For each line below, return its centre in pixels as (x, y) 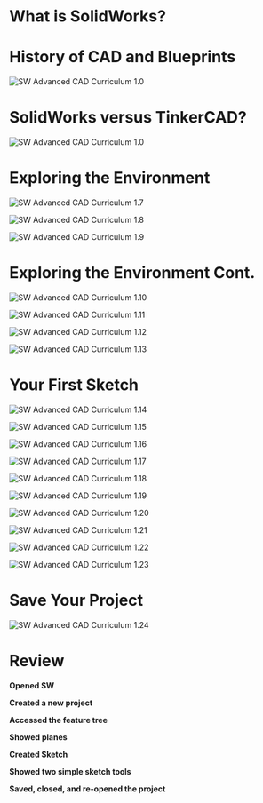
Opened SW (32, 685)
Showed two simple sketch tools (70, 771)
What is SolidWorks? (88, 16)
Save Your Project (76, 600)
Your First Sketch (74, 385)
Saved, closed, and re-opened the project (88, 789)
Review (37, 661)
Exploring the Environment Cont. (132, 273)
